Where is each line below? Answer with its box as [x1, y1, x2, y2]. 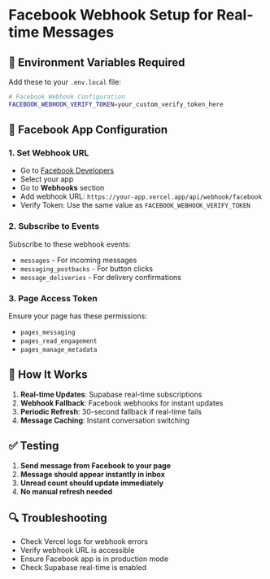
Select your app [20, 174, 74, 184]
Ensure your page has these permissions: [8, 311, 148, 321]
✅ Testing [8, 439, 59, 453]
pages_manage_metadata [20, 346, 98, 354]
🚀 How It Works [8, 368, 88, 382]
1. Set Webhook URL [8, 147, 89, 159]
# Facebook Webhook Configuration [8, 93, 126, 101]
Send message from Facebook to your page [20, 460, 171, 470]
